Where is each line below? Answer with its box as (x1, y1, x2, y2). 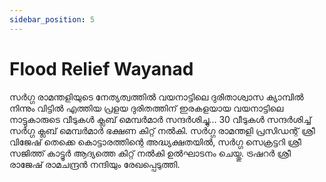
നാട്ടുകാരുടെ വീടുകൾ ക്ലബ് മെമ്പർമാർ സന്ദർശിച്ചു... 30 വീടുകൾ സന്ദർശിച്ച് (9, 113, 312, 125)
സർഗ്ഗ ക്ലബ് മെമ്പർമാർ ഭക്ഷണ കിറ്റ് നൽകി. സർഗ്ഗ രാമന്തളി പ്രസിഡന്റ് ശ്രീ (9, 124, 316, 136)
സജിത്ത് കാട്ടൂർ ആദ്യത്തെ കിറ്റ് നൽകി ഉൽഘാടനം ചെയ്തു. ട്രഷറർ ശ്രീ (9, 147, 291, 159)
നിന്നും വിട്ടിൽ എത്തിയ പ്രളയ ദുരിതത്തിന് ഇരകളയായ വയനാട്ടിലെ (9, 102, 284, 114)
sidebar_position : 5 (9, 14, 96, 25)
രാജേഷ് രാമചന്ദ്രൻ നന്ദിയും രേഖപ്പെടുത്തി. (9, 158, 181, 170)
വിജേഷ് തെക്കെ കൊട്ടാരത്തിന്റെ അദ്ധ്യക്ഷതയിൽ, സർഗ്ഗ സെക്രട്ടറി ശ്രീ (9, 136, 302, 148)
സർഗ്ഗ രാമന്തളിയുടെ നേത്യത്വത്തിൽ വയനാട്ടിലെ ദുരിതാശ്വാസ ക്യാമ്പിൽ (9, 91, 304, 103)
